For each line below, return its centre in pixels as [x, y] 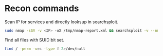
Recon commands [42, 8]
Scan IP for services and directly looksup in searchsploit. [62, 22]
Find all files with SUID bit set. [34, 40]
